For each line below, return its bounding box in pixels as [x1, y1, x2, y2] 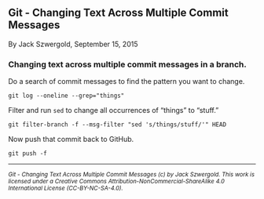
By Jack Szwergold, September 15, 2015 [8, 39, 138, 49]
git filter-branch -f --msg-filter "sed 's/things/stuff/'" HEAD [8, 121, 226, 128]
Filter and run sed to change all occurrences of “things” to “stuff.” [8, 106, 219, 115]
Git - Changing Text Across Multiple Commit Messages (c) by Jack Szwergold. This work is [8, 171, 255, 179]
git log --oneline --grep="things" [8, 92, 125, 100]
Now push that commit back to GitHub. [8, 135, 134, 144]
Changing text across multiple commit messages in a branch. [8, 59, 247, 70]
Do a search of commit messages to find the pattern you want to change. [8, 77, 245, 86]
